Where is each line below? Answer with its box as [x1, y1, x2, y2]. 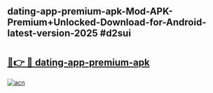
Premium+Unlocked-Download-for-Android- [7, 17, 207, 29]
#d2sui [99, 27, 132, 39]
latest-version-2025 [7, 27, 98, 39]
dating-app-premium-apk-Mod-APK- [7, 6, 173, 17]
